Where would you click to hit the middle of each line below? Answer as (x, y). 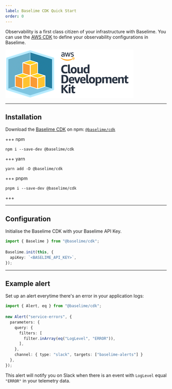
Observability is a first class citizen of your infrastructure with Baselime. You (86, 31)
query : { (24, 327)
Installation (24, 117)
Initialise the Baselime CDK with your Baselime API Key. (63, 231)
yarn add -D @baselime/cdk (34, 169)
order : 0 (15, 16)
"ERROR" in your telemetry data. (38, 381)
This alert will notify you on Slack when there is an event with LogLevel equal (86, 375)
